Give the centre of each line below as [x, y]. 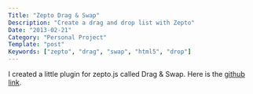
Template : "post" [37, 45]
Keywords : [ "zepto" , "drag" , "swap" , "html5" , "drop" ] [100, 52]
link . [15, 82]
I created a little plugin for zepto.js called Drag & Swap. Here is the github [126, 74]
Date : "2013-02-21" [40, 30]
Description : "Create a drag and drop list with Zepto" [101, 23]
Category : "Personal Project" [58, 37]
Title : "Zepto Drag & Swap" [54, 15]
